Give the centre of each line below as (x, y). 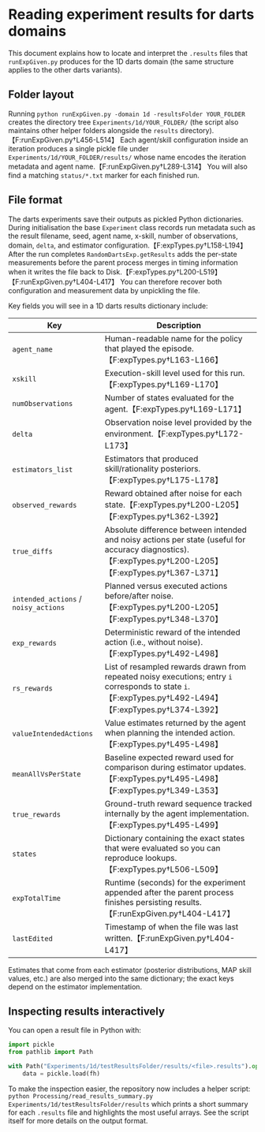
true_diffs (32, 551)
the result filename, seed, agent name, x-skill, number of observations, (123, 236)
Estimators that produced (151, 459)
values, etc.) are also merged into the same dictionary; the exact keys (121, 978)
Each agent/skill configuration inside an (184, 140)
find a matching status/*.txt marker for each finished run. (104, 175)
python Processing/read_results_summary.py (81, 1096)
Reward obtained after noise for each (173, 493)
